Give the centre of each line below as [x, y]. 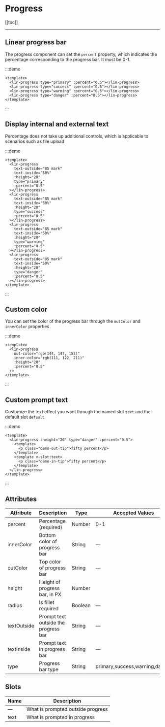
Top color [50, 562]
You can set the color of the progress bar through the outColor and [73, 321]
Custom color [26, 309]
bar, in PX [50, 594]
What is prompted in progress [61, 717]
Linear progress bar [36, 42]
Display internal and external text [57, 124]
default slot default [25, 417]
